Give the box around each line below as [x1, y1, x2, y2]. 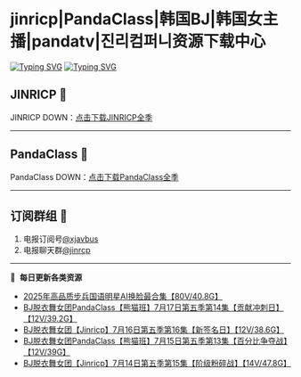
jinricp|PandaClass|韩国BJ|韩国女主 [10, 9, 279, 29]
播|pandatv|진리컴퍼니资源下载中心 [10, 31, 266, 52]
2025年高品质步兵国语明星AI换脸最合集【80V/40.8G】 [22, 291, 224, 302]
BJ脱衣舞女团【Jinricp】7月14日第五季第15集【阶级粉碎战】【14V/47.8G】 [22, 358, 292, 369]
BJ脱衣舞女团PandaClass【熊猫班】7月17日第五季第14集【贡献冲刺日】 [22, 302, 284, 313]
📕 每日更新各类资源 [10, 272, 83, 283]
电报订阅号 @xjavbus [22, 234, 99, 244]
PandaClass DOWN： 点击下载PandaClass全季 [10, 171, 179, 182]
